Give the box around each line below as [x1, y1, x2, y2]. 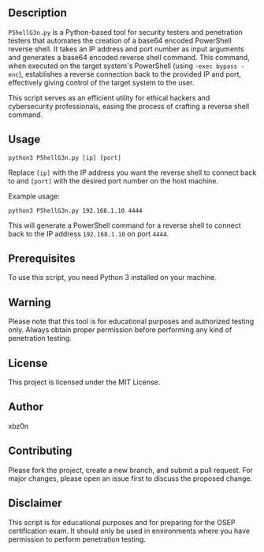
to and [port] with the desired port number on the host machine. [8, 176, 219, 185]
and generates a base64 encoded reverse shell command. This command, [8, 52, 250, 62]
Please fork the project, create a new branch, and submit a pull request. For [8, 465, 254, 474]
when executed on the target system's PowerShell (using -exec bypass [8, 61, 238, 70]
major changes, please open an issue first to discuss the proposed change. [8, 474, 253, 483]
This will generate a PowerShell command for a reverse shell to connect [8, 221, 242, 230]
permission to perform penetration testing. [8, 534, 146, 544]
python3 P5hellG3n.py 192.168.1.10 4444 [8, 206, 143, 214]
